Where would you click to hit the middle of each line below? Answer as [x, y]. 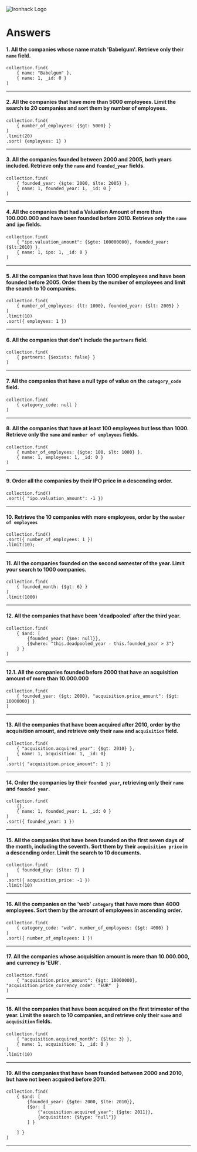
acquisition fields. [29, 1022]
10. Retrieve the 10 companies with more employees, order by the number [96, 517]
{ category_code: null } [47, 405]
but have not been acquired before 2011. [56, 1079]
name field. [18, 55]
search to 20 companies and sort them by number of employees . [87, 108]
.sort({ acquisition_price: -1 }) [48, 880]
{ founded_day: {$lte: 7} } [51, 870]
